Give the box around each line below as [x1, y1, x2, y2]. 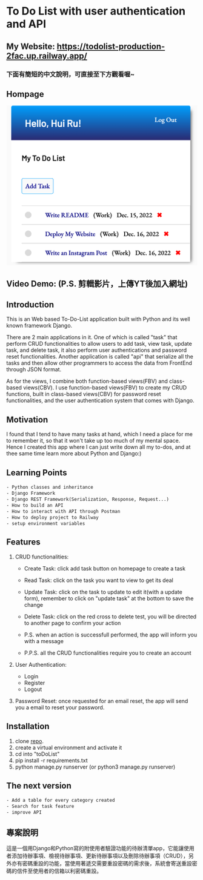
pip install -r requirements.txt [15, 756, 88, 764]
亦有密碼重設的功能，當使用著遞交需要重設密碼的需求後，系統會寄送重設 [11, 860, 192, 867]
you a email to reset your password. [15, 704, 105, 711]
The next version [6, 780, 72, 791]
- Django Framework [6, 490, 56, 496]
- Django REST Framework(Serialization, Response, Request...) [6, 496, 170, 502]
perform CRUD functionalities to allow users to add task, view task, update [6, 340, 192, 348]
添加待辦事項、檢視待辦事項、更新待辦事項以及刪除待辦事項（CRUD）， [11, 852, 189, 859]
